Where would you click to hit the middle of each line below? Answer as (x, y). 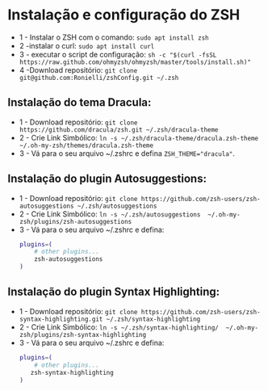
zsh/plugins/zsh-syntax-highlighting (83, 334)
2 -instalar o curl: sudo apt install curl (87, 45)
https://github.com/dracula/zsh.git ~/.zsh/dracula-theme (119, 130)
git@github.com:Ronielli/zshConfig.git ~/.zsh (99, 78)
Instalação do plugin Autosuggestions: (107, 179)
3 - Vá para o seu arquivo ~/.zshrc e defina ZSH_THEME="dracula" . (127, 153)
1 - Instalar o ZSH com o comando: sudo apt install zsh (114, 37)
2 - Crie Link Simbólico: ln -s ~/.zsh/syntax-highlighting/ (119, 327)
